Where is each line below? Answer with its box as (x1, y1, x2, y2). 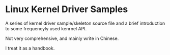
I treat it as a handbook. (5, 45, 55, 51)
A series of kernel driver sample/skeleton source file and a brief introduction (5, 20, 165, 26)
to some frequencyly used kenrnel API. (5, 25, 87, 31)
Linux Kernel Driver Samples (5, 4, 128, 15)
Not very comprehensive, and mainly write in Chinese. (5, 35, 119, 41)
